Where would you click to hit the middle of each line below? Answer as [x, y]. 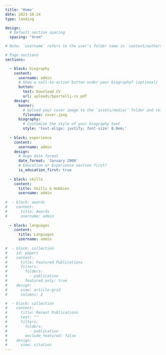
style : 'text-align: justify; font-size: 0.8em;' [75, 129]
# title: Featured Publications [44, 262]
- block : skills [26, 179]
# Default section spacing [37, 33]
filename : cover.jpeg [45, 115]
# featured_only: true [36, 281]
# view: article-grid [33, 290]
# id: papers [22, 253]
